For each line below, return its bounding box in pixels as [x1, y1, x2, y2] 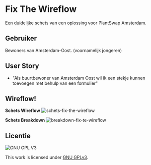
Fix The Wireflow [5, 3, 77, 15]
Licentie [5, 131, 31, 140]
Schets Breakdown [5, 117, 45, 123]
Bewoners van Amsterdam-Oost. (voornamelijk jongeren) [5, 47, 122, 53]
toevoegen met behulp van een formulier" [12, 80, 98, 86]
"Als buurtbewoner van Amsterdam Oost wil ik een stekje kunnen [12, 75, 146, 81]
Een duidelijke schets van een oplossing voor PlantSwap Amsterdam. [5, 20, 147, 26]
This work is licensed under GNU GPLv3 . [5, 155, 88, 161]
